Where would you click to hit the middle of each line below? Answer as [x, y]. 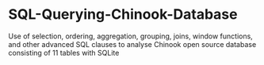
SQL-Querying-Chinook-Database [123, 14]
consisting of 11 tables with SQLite [64, 52]
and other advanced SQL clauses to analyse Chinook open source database [132, 44]
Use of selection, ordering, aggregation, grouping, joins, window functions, [131, 36]
